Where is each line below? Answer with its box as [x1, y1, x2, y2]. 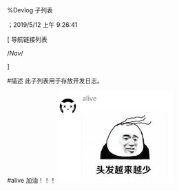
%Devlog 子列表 [7, 6, 53, 14]
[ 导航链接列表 [7, 35, 48, 43]
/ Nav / [7, 49, 23, 57]
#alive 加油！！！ [7, 177, 56, 184]
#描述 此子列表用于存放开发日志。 [7, 77, 103, 85]
